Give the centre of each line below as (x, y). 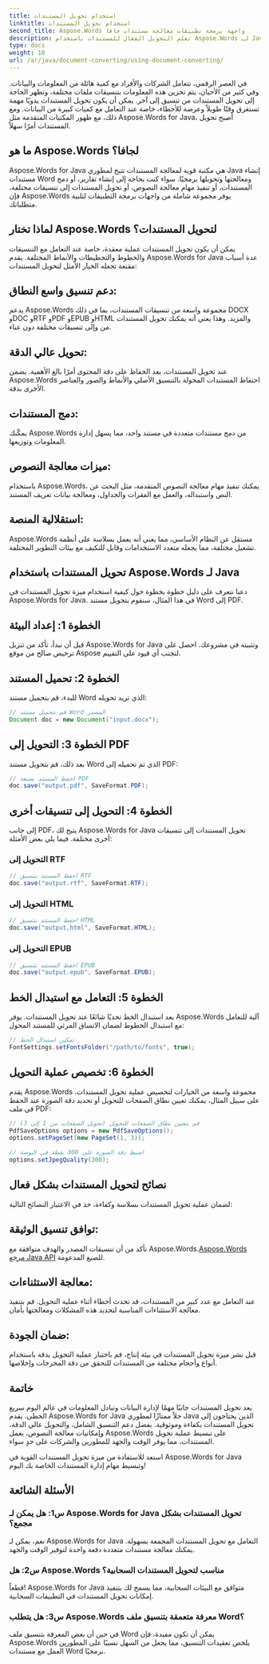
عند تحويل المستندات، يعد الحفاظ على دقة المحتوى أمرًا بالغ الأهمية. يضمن (119, 371)
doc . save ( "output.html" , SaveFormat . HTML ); (83, 928)
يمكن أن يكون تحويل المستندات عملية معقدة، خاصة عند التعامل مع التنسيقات (123, 248)
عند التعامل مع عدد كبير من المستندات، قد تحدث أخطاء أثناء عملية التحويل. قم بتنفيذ (132, 1301)
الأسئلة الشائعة (42, 1491)
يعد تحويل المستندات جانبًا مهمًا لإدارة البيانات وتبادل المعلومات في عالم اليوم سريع (131, 1407)
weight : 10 (27, 53)
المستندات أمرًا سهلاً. (40, 126)
